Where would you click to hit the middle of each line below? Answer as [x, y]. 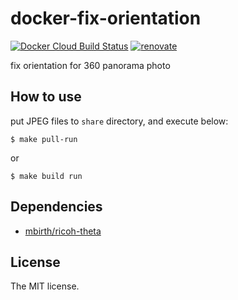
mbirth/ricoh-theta [63, 231]
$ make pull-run [44, 139]
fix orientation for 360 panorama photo [90, 65]
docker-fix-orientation [106, 18]
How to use [46, 97]
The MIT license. [45, 286]
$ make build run [46, 176]
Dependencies [56, 207]
